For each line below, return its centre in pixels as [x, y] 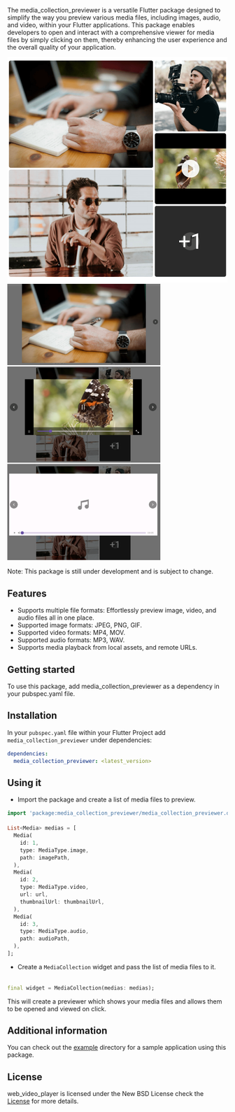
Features [27, 593]
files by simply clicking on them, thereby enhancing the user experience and [117, 40]
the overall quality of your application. [62, 47]
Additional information [57, 1031]
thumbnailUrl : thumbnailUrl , [62, 901]
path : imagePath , [45, 857]
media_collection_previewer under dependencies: [80, 740]
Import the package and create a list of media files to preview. [106, 799]
